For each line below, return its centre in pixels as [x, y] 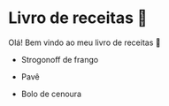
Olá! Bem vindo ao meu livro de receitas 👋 [84, 42]
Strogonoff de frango [60, 59]
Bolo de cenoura [51, 94]
